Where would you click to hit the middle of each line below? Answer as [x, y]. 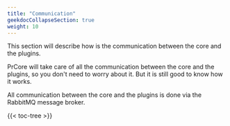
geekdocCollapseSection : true [51, 20]
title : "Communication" [42, 13]
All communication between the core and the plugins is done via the [105, 95]
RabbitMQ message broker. [46, 102]
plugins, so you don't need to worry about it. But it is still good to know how [115, 74]
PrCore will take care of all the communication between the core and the [111, 67]
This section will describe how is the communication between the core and [114, 46]
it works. [20, 82]
